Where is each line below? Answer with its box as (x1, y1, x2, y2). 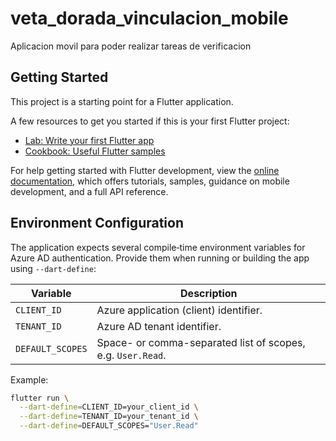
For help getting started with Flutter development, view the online (10, 164, 280, 176)
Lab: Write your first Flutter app (24, 134, 155, 146)
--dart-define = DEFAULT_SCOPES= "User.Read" (19, 421, 199, 431)
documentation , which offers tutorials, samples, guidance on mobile (10, 175, 290, 187)
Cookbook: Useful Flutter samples (24, 145, 166, 157)
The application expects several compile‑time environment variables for (10, 241, 306, 253)
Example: (10, 373, 49, 386)
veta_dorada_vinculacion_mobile (10, 7, 289, 30)
